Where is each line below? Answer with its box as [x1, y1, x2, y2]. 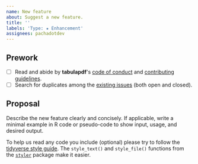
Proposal [6, 99, 40, 109]
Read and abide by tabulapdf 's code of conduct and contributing [14, 68, 175, 75]
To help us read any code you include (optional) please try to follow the [6, 139, 180, 146]
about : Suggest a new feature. [6, 14, 84, 20]
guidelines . [14, 75, 42, 82]
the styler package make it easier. [6, 151, 91, 158]
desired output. [6, 127, 43, 134]
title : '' [6, 20, 31, 25]
